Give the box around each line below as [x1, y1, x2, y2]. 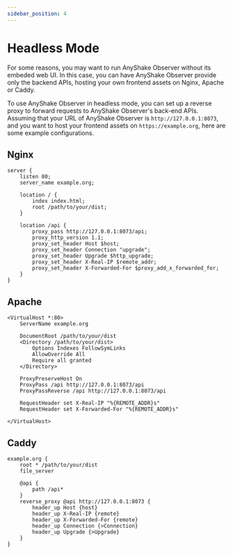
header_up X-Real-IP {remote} [32, 510, 120, 517]
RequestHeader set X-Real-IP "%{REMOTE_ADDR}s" [19, 400, 160, 407]
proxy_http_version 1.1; [32, 234, 104, 241]
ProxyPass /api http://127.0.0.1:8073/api [19, 381, 145, 389]
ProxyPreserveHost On [19, 376, 82, 383]
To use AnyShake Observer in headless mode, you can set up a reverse [7, 99, 212, 107]
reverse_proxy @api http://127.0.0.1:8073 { [19, 498, 151, 505]
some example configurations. [7, 128, 95, 137]
